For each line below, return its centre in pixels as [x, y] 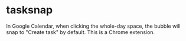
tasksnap [30, 10]
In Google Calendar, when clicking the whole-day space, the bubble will [94, 26]
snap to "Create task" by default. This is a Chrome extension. [81, 32]
